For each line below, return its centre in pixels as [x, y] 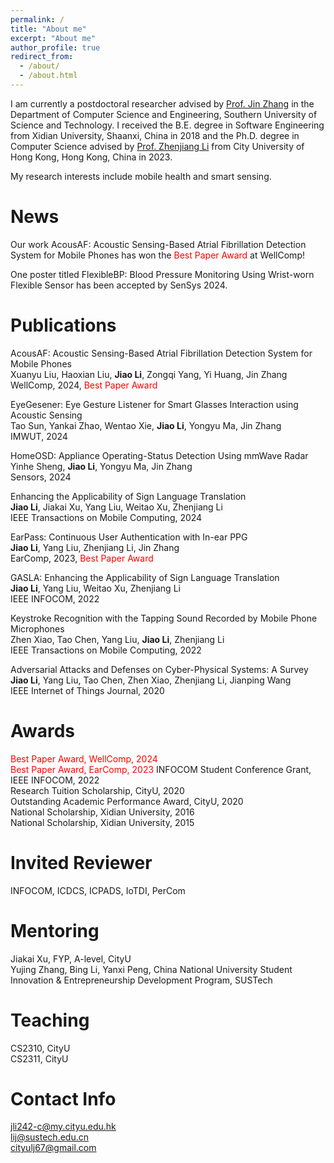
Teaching [50, 1020]
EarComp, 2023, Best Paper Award [82, 558]
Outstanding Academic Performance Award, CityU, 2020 [127, 801]
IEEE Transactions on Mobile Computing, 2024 [106, 517]
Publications [63, 325]
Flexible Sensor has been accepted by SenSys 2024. [119, 285]
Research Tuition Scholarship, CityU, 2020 [97, 790]
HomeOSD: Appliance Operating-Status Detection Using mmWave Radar [159, 455]
